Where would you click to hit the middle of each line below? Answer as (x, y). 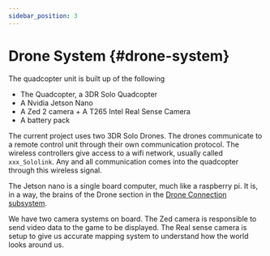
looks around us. (36, 245)
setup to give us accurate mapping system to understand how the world (129, 236)
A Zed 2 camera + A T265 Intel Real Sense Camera (105, 111)
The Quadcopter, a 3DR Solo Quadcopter (89, 94)
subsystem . (28, 203)
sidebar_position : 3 (43, 16)
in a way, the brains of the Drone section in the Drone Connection (118, 194)
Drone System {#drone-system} (119, 55)
